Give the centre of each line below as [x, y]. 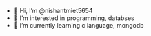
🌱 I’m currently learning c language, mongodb [79, 25]
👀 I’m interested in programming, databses [74, 18]
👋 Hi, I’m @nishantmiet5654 [53, 11]
